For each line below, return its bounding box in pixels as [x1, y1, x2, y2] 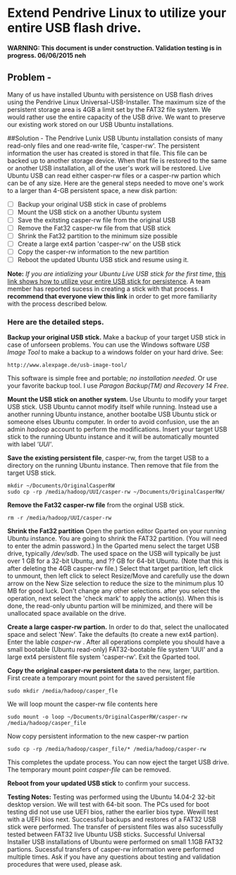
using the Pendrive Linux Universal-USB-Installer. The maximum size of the [7, 97, 226, 106]
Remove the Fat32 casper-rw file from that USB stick [17, 223, 171, 232]
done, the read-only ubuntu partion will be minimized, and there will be [7, 602, 213, 610]
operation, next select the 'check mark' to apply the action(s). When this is [7, 594, 224, 603]
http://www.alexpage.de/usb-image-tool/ [7, 361, 128, 369]
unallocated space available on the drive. [7, 609, 127, 618]
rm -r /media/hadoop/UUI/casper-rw [7, 514, 112, 522]
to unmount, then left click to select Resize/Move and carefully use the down [7, 572, 230, 581]
